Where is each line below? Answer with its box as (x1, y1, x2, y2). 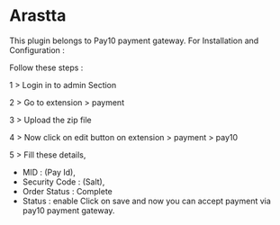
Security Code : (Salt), (22, 176, 105, 187)
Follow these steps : (9, 62, 84, 73)
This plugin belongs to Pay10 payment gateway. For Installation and (9, 35, 259, 46)
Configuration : (9, 44, 66, 55)
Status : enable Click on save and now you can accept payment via (22, 195, 272, 206)
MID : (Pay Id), (22, 166, 77, 177)
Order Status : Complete (22, 185, 113, 196)
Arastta (9, 5, 67, 26)
